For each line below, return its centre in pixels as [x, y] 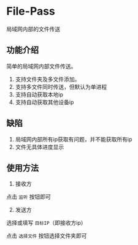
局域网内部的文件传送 [33, 29]
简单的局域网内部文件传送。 [41, 66]
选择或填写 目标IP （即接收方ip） [47, 223]
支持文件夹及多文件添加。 [48, 79]
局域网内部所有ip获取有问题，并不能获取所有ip [74, 139]
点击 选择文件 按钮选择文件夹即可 [47, 236]
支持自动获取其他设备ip [44, 102]
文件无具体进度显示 [40, 147]
